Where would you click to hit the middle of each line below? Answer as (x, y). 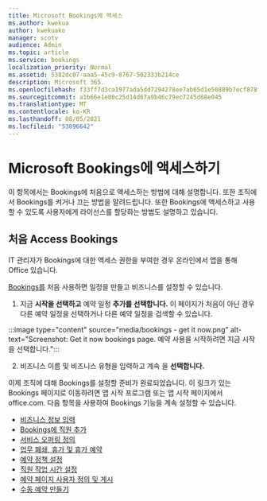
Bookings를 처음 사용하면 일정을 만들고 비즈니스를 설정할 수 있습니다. (116, 286)
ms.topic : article (39, 52)
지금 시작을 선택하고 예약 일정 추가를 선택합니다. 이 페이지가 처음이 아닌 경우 (137, 304)
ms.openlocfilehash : (43, 89)
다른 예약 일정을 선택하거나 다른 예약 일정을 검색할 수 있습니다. (116, 313)
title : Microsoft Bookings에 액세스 (66, 16)
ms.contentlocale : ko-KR (49, 112)
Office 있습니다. (33, 270)
